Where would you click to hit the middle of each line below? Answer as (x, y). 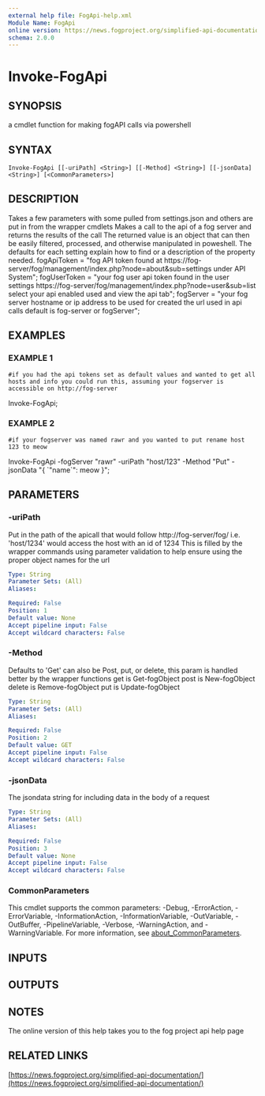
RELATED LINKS (48, 1056)
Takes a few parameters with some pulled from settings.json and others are (131, 218)
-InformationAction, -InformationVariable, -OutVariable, (144, 916)
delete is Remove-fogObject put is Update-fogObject (94, 687)
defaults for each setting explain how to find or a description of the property (132, 252)
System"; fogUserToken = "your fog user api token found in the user (119, 277)
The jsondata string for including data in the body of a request (109, 798)
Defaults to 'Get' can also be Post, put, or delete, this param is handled (123, 670)
